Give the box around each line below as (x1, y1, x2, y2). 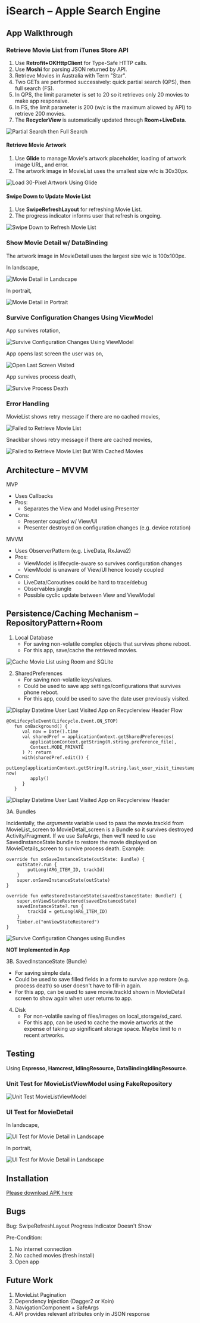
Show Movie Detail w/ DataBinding (6, 238, 108, 247)
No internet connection (14, 1245, 72, 1253)
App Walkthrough (6, 28, 73, 38)
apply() (30, 775, 49, 782)
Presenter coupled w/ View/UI (23, 518, 98, 525)
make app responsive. (14, 97, 70, 104)
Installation (6, 1173, 49, 1183)
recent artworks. (23, 1031, 65, 1039)
